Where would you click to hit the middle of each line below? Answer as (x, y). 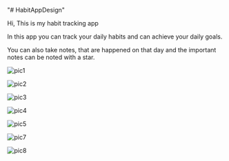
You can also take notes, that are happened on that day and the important (112, 50)
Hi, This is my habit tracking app (53, 23)
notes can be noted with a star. (51, 57)
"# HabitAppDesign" (36, 10)
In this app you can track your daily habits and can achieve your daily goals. (115, 36)
